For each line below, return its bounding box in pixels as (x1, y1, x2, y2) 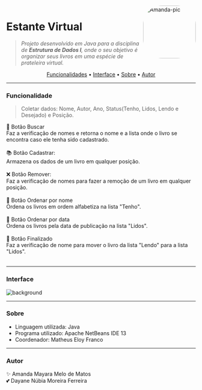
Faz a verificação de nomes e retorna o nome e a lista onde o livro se (6, 130, 177, 137)
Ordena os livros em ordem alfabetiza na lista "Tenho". (6, 203, 141, 210)
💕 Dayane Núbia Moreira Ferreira (6, 377, 87, 385)
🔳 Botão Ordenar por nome (6, 197, 73, 204)
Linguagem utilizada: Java (14, 323, 80, 330)
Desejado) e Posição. (20, 112, 74, 119)
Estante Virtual (6, 20, 83, 34)
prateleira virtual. (20, 59, 64, 66)
